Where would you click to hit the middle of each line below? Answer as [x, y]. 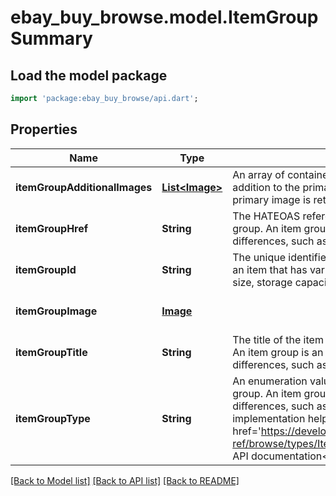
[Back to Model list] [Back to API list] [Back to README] [125, 480]
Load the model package [89, 75]
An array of [258, 174]
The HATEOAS [266, 216]
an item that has [270, 269]
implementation [269, 418]
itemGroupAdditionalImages [84, 187]
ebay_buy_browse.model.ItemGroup [164, 17]
